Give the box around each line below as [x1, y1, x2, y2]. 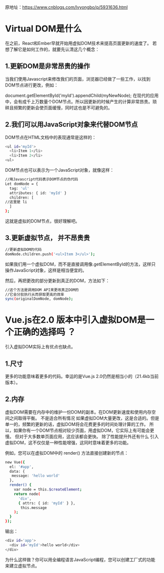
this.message [20, 505, 47, 510]
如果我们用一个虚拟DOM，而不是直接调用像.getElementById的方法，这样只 [5, 261, 156, 267]
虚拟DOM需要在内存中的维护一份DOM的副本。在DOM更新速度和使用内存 [5, 409, 152, 415]
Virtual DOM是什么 [5, 23, 82, 34]
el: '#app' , [9, 464, 34, 469]
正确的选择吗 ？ [14, 327, 76, 338]
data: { [9, 469, 25, 474]
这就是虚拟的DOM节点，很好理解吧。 [5, 218, 80, 224]
